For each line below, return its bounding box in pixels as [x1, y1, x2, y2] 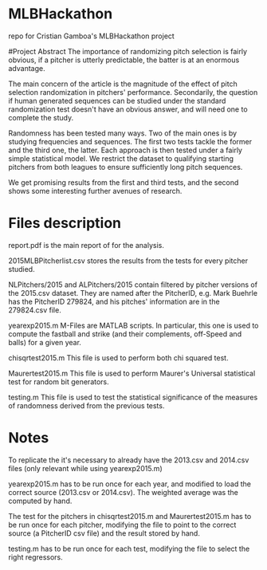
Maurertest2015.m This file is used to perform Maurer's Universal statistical [8, 368, 256, 378]
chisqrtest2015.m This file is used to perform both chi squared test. [8, 352, 229, 363]
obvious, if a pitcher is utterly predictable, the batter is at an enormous [8, 55, 240, 65]
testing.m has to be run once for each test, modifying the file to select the [8, 544, 250, 553]
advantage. [8, 63, 45, 73]
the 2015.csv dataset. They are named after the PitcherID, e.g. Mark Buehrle [8, 288, 257, 297]
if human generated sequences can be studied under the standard [8, 96, 226, 105]
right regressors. [8, 552, 64, 562]
